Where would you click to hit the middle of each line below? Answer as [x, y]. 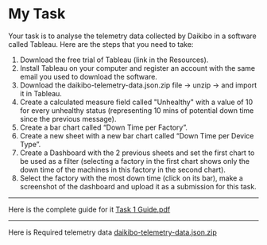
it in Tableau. [41, 93]
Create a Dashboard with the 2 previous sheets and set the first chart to [137, 153]
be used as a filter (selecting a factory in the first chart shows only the [135, 161]
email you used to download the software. [88, 76]
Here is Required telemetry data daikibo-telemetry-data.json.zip [112, 232]
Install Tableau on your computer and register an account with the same [137, 68]
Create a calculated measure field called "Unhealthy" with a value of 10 [136, 102]
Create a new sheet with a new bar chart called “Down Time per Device [137, 135]
